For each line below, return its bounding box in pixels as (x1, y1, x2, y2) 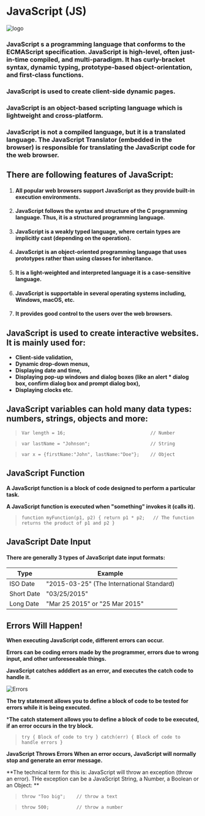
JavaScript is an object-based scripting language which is (6, 103, 183, 112)
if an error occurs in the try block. (6, 722, 94, 729)
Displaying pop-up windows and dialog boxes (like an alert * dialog (15, 373, 189, 380)
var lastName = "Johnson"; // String (21, 441, 176, 447)
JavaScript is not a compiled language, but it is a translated (6, 128, 185, 136)
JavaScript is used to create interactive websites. (6, 328, 199, 338)
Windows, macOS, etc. (15, 296, 75, 303)
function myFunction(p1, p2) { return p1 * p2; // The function (21, 514, 195, 521)
